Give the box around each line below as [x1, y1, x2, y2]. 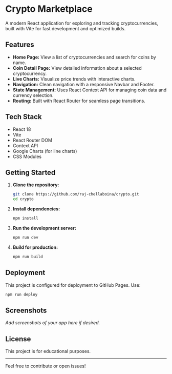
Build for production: [12, 244, 58, 250]
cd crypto [12, 196, 34, 202]
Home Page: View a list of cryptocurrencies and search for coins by [12, 54, 156, 60]
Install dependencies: [12, 206, 60, 212]
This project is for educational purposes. [5, 348, 91, 355]
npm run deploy [5, 292, 38, 297]
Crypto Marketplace [5, 3, 93, 15]
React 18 [12, 126, 31, 132]
